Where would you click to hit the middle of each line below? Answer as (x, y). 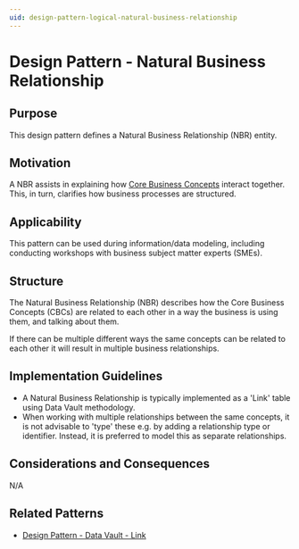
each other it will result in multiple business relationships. (115, 348)
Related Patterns (57, 514)
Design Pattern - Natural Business (137, 61)
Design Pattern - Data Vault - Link (84, 535)
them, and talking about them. (64, 321)
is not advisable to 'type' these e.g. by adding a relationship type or (146, 426)
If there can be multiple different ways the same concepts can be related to (147, 339)
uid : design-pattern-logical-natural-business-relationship (124, 17)
